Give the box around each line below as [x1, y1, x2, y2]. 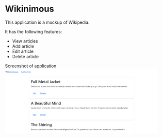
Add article [12, 43, 34, 49]
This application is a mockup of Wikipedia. [5, 19, 90, 25]
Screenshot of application [5, 63, 57, 69]
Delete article [12, 53, 39, 59]
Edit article [12, 48, 34, 54]
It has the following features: [5, 29, 62, 34]
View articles [12, 38, 38, 44]
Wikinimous [5, 3, 54, 15]
